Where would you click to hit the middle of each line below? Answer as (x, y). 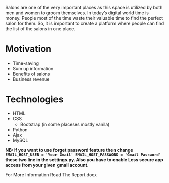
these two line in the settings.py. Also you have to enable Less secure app (84, 160)
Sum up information (33, 68)
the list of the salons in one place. (40, 29)
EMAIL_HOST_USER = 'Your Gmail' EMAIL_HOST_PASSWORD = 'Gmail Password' (83, 155)
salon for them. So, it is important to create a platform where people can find (85, 23)
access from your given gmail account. (47, 165)
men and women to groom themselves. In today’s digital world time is (77, 13)
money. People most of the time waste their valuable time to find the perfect (84, 18)
